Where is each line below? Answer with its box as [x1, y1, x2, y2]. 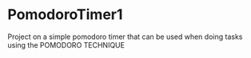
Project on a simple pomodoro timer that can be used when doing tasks [7, 32, 243, 41]
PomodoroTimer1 [7, 6, 123, 24]
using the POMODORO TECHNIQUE [7, 40, 125, 49]
